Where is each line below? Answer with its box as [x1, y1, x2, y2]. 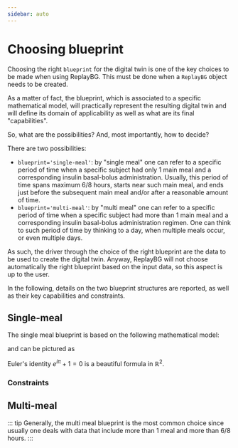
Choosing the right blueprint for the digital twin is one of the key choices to [7, 65, 229, 73]
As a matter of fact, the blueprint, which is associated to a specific [7, 93, 201, 102]
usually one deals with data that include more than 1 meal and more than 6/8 [7, 426, 231, 434]
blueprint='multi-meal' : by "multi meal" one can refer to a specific [17, 203, 215, 212]
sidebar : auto [7, 10, 50, 18]
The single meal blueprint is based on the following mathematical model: [7, 330, 220, 339]
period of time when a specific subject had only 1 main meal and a [17, 165, 212, 174]
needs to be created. [7, 80, 69, 88]
